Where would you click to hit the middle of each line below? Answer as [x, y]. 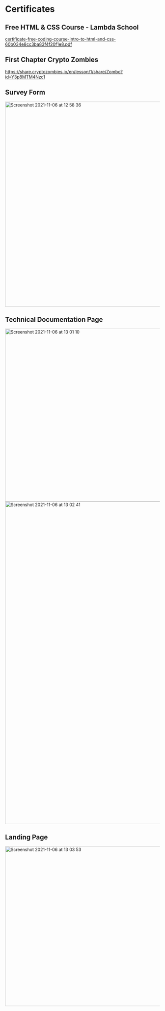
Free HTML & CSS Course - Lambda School [72, 27]
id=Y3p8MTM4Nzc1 [25, 77]
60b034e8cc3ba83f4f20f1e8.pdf [39, 44]
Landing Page [27, 837]
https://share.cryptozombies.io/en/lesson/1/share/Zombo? [64, 71]
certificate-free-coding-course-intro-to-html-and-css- [61, 39]
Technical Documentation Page [54, 320]
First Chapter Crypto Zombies [52, 60]
